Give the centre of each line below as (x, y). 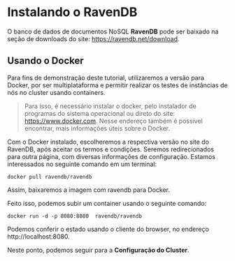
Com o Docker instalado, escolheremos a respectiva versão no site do (108, 142)
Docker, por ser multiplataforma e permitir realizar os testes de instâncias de (117, 85)
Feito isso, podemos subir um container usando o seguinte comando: (107, 203)
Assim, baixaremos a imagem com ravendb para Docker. (88, 190)
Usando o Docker (45, 61)
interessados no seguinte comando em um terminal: (82, 164)
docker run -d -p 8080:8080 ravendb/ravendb (74, 216)
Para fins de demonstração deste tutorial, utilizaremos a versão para (106, 77)
